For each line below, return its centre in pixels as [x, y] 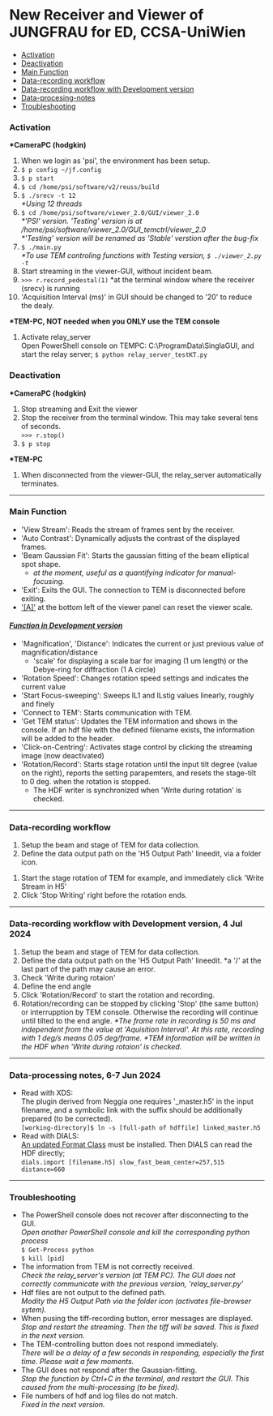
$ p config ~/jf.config [61, 170]
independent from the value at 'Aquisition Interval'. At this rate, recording [143, 1029]
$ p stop [36, 444]
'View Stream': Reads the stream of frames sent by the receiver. [128, 530]
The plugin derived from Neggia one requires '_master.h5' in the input [137, 1101]
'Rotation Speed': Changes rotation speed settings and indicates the [135, 678]
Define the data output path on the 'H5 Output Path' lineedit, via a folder [141, 854]
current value [43, 687]
